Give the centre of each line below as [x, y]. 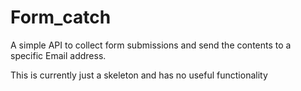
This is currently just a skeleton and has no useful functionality [139, 75]
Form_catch [61, 17]
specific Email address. [58, 55]
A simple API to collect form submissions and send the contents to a [151, 45]
